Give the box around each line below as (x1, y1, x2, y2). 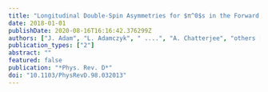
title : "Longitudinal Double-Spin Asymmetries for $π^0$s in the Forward (8, 11, 260, 20)
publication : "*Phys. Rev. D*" (8, 64, 113, 72)
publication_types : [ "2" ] (8, 42, 94, 50)
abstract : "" (8, 49, 52, 57)
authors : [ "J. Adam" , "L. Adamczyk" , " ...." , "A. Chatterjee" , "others (8, 34, 256, 42)
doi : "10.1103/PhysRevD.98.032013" (8, 71, 127, 79)
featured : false (8, 57, 62, 65)
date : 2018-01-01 (8, 19, 66, 27)
